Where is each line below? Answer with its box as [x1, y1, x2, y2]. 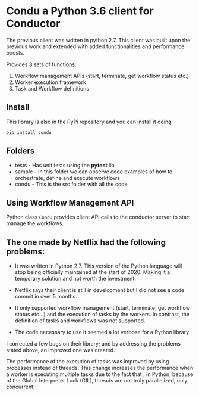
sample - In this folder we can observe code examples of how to [14, 168, 173, 175]
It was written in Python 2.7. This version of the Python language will [14, 262, 182, 269]
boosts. [6, 49, 25, 56]
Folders [6, 146, 35, 156]
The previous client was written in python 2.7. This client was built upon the [6, 36, 191, 43]
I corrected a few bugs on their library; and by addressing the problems [6, 340, 181, 347]
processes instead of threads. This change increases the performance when [6, 365, 194, 372]
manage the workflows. [6, 220, 64, 227]
